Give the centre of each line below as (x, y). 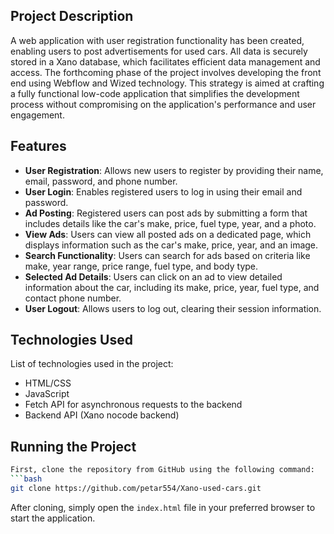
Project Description (72, 16)
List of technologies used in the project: (92, 364)
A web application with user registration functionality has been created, (157, 40)
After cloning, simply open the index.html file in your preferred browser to (163, 507)
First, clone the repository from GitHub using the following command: (162, 470)
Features (38, 146)
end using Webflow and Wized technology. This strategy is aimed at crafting (167, 83)
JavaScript (47, 394)
